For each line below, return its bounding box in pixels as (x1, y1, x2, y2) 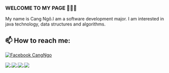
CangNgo (32, 52, 52, 58)
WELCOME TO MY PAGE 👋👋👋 (5, 4, 77, 11)
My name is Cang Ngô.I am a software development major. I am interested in (5, 16, 164, 22)
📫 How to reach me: (5, 36, 71, 44)
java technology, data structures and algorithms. (5, 21, 106, 27)
